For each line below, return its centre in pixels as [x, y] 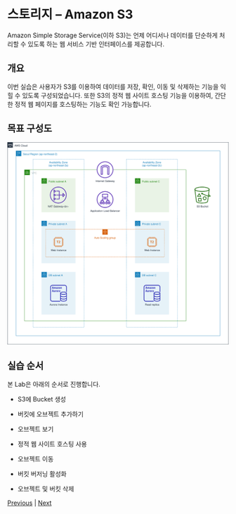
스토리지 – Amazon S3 [70, 14]
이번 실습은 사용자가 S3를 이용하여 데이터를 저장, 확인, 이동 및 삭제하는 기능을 [113, 86]
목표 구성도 [30, 128]
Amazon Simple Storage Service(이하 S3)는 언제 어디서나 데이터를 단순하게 [112, 35]
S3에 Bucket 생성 [42, 399]
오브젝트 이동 [35, 458]
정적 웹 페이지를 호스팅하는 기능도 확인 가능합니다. [83, 104]
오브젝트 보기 [35, 429]
